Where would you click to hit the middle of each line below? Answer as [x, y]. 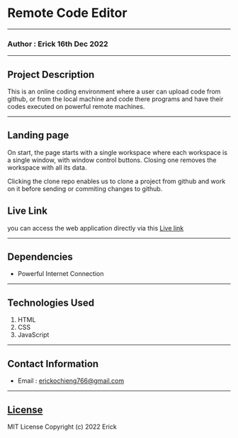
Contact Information [53, 363]
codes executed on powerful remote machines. [76, 107]
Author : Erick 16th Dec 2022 [58, 44]
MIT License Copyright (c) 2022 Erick [62, 427]
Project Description [51, 75]
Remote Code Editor [67, 13]
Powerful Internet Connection [61, 274]
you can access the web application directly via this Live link [96, 228]
